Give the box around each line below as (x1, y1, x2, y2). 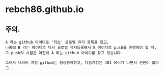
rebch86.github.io (5, 4, 84, 15)
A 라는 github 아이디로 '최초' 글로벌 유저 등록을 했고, (5, 40, 110, 45)
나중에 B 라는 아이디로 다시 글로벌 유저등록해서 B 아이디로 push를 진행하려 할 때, (5, 45, 157, 50)
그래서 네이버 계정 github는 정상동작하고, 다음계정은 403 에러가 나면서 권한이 (5, 60, 150, 65)
